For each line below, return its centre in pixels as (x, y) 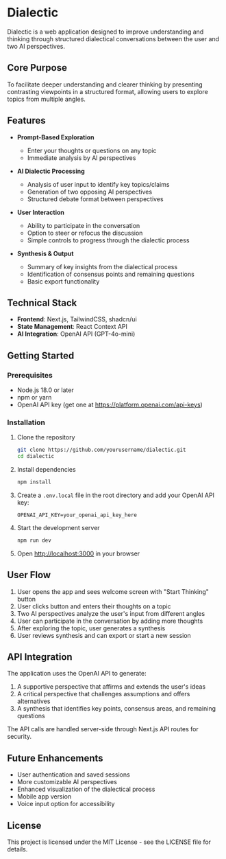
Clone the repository (46, 437)
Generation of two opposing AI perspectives (90, 192)
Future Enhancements (55, 758)
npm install (34, 482)
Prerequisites (30, 375)
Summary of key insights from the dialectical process (102, 266)
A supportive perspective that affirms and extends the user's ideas (111, 687)
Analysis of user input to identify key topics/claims (98, 184)
